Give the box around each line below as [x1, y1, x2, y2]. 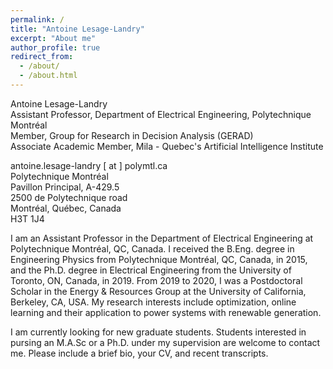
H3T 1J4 [10, 212, 45, 225]
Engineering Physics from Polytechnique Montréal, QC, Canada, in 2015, [10, 253, 308, 265]
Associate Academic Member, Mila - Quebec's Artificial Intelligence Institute [10, 140, 324, 152]
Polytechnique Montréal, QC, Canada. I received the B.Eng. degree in [10, 242, 295, 255]
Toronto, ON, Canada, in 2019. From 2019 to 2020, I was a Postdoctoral [10, 274, 303, 286]
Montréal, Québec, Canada [10, 202, 122, 214]
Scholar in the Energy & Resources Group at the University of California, [10, 285, 307, 297]
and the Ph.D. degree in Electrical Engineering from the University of [10, 264, 292, 276]
